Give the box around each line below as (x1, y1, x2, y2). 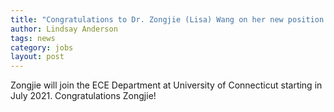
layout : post (10, 52, 65, 62)
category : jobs (10, 42, 74, 53)
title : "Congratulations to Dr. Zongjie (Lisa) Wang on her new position (10, 14, 325, 25)
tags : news (10, 33, 56, 43)
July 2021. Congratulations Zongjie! (10, 90, 157, 102)
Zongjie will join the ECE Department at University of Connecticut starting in (10, 79, 323, 91)
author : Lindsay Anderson (10, 24, 118, 34)
